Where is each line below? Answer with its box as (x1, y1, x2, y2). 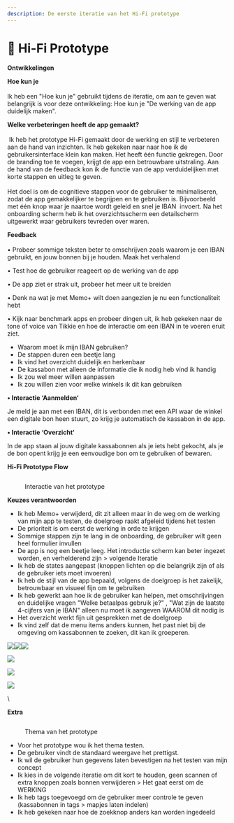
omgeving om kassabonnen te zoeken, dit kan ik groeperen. (17, 628, 190, 636)
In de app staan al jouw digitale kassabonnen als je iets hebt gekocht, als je (7, 441, 224, 450)
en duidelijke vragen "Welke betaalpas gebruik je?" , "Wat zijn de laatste (17, 599, 225, 607)
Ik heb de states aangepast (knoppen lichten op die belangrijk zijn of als (17, 561, 225, 570)
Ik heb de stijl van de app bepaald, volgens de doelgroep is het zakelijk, (17, 576, 224, 585)
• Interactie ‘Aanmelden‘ (7, 393, 79, 402)
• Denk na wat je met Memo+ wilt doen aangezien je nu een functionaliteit (7, 293, 221, 301)
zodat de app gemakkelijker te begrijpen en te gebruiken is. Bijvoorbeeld (7, 194, 216, 203)
